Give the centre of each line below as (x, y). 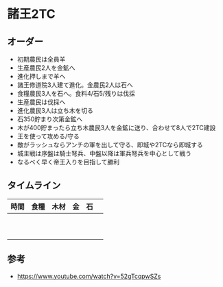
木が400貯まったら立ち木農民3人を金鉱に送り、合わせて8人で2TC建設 (116, 128)
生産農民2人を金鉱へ (46, 68)
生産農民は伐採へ (41, 102)
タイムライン (34, 186)
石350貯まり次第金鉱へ (50, 119)
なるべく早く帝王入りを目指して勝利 (68, 162)
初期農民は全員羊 (41, 59)
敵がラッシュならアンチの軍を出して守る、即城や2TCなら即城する (110, 145)
